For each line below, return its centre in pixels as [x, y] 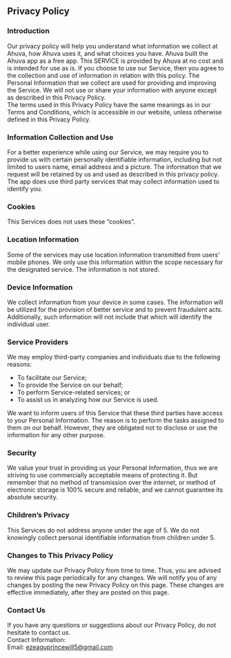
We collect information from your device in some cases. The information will [115, 302]
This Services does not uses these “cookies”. [71, 222]
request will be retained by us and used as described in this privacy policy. [113, 174]
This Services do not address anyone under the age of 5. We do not [103, 530]
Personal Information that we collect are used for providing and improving [112, 83]
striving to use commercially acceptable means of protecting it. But [102, 475]
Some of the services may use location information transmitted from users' [114, 255]
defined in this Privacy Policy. [49, 119]
